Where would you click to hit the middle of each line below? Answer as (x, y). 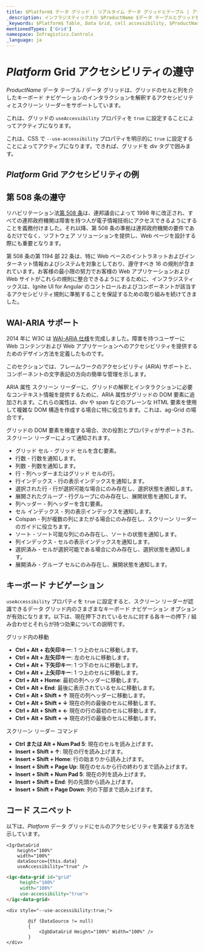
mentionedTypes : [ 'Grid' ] (39, 29)
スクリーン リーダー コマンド (42, 731)
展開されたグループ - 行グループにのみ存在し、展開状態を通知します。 (102, 496)
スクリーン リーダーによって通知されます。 (60, 438)
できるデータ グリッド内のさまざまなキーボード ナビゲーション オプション (104, 609)
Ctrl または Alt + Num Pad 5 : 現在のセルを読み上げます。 (86, 743)
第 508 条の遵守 (36, 197)
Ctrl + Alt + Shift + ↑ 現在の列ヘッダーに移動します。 (82, 695)
